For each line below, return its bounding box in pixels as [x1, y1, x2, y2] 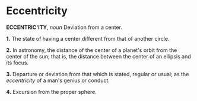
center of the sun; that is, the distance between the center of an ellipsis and [6, 53, 191, 60]
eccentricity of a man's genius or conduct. [6, 77, 110, 84]
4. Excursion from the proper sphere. [6, 88, 97, 95]
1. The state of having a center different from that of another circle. [6, 35, 170, 42]
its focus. [6, 59, 29, 66]
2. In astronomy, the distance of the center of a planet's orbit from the [6, 46, 177, 54]
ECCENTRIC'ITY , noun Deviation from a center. [6, 24, 123, 31]
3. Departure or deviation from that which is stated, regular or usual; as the [6, 70, 189, 77]
